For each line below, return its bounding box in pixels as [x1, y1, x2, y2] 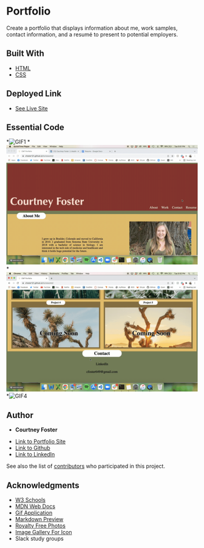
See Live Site [15, 104, 49, 112]
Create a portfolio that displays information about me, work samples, [6, 24, 178, 32]
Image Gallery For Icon [15, 529, 72, 535]
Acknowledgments [6, 480, 80, 490]
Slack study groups [15, 535, 64, 542]
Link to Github [15, 444, 50, 452]
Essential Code [6, 122, 65, 132]
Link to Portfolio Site [15, 438, 66, 445]
